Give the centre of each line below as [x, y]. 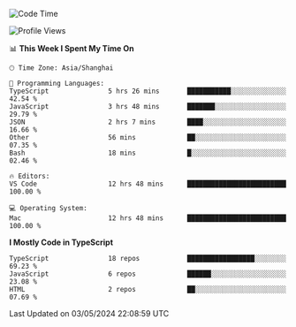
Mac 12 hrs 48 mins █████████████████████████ [148, 218]
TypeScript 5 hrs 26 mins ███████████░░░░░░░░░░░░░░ [148, 91]
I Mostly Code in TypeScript [61, 242]
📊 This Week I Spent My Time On [72, 48]
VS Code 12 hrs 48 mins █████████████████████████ [148, 184]
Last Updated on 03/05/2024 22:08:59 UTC [89, 313]
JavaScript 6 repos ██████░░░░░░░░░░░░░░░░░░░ [148, 274]
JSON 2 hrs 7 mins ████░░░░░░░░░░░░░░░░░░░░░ [148, 122]
